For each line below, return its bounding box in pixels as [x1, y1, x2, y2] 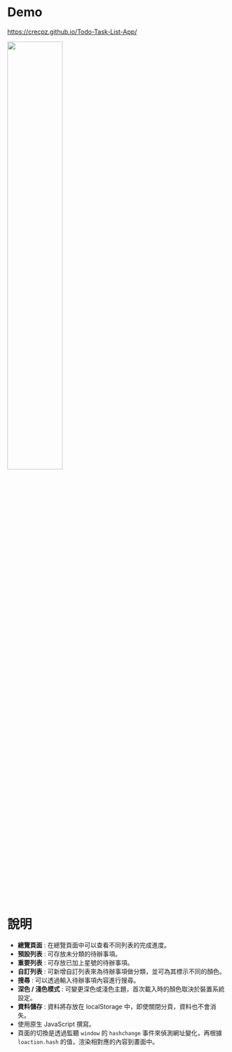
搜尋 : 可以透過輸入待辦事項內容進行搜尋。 [17, 975, 140, 984]
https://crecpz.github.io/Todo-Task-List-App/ [7, 27, 137, 36]
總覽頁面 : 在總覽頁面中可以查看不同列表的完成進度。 [17, 940, 170, 949]
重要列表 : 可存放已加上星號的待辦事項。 [17, 958, 134, 966]
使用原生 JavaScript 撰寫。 [17, 1020, 95, 1028]
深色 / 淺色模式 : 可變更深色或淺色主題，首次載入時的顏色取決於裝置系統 [17, 985, 225, 993]
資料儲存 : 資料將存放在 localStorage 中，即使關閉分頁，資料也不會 [17, 1002, 210, 1011]
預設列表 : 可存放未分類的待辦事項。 [17, 949, 121, 958]
